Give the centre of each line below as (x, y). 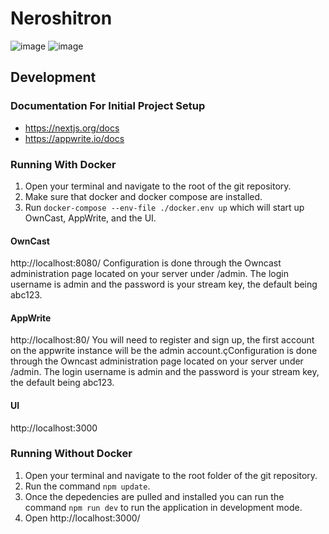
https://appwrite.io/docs (74, 138)
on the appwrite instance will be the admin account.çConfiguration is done (164, 351)
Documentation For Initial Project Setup (108, 106)
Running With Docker (63, 164)
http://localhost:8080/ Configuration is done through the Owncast (146, 263)
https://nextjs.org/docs (72, 128)
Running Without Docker (71, 454)
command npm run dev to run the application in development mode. (163, 507)
